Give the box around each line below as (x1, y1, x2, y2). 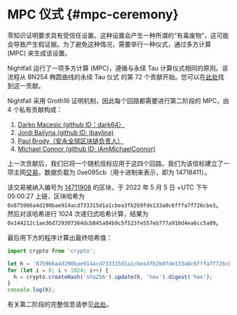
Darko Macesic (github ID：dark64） (17, 120, 126, 129)
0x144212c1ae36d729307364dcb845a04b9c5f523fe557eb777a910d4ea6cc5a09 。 (7, 218, 222, 227)
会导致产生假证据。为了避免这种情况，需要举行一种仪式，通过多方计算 (7, 40, 212, 48)
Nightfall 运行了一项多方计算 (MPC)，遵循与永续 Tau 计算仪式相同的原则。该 (7, 64, 229, 72)
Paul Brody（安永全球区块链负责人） (17, 136, 124, 145)
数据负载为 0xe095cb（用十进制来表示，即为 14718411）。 (44, 167, 211, 177)
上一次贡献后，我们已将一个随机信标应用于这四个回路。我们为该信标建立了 (7, 159, 224, 167)
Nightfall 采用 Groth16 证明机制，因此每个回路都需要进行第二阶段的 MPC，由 (7, 96, 229, 105)
